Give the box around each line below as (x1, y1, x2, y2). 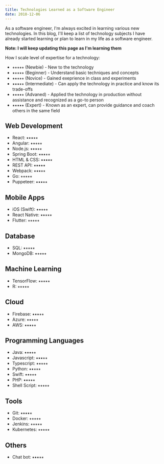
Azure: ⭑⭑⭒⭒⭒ (12, 317, 39, 322)
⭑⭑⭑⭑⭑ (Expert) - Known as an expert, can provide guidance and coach (12, 102, 155, 108)
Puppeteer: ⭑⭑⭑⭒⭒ (12, 179, 48, 185)
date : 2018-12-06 (5, 12, 41, 17)
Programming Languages (5, 336, 84, 344)
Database (5, 232, 35, 240)
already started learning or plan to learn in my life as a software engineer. (5, 35, 153, 42)
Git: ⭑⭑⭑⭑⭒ (12, 410, 32, 416)
